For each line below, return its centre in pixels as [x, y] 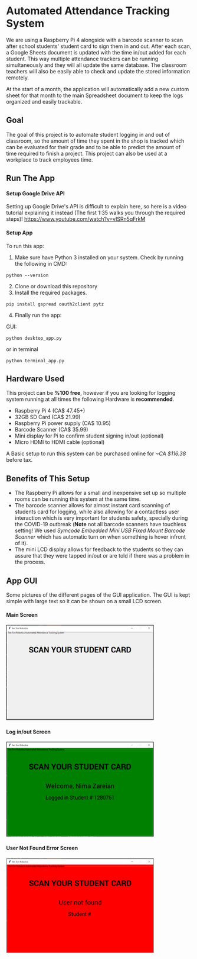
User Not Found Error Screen [42, 848]
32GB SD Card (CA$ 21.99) [47, 417]
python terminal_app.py [35, 361]
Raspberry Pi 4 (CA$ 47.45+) [50, 411]
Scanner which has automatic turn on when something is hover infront [100, 537]
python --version [27, 275]
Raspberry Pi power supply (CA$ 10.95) [63, 423]
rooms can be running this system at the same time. [78, 499]
